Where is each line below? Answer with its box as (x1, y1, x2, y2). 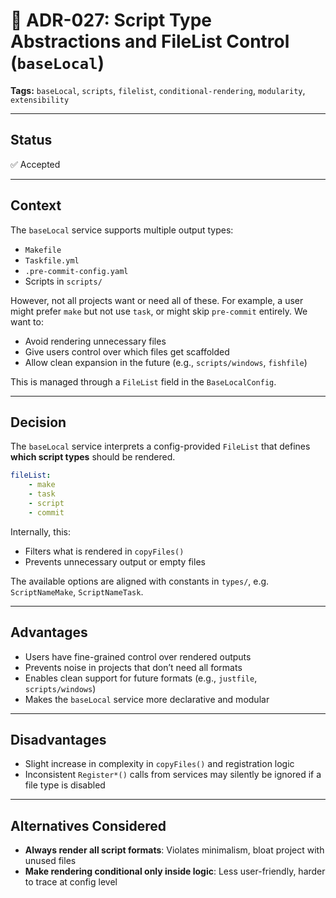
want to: (10, 315, 44, 328)
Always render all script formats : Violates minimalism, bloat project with (24, 844, 325, 856)
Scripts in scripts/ (24, 275, 103, 287)
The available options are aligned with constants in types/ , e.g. (10, 575, 270, 587)
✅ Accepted (10, 158, 61, 170)
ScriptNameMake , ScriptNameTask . (10, 585, 144, 598)
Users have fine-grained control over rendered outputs (24, 650, 252, 663)
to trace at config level (24, 876, 118, 888)
